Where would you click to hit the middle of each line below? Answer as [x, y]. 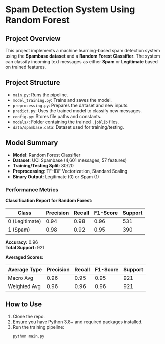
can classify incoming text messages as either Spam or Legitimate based [82, 61]
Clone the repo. [29, 316]
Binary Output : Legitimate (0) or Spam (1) [56, 176]
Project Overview [33, 39]
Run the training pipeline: [38, 327]
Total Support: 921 [25, 247]
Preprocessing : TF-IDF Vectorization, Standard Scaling [70, 171]
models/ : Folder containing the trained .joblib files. [66, 122]
